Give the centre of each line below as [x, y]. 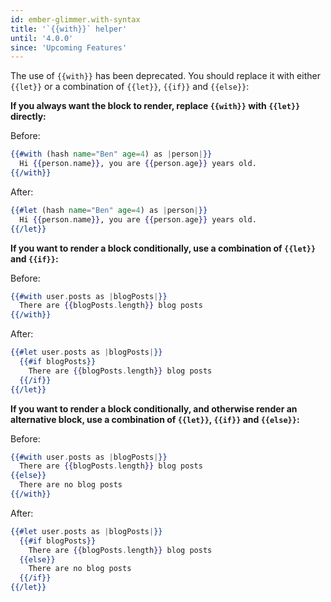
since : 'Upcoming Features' [69, 47]
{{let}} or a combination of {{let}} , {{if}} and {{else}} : [130, 87]
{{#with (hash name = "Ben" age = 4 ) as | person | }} [111, 154]
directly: [28, 117]
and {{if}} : [34, 258]
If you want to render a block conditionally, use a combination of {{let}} [163, 248]
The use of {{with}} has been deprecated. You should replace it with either [165, 76]
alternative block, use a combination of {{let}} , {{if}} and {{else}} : [155, 419]
